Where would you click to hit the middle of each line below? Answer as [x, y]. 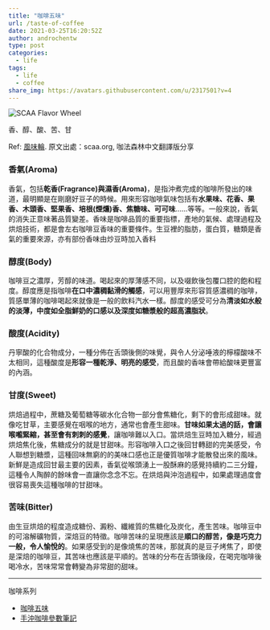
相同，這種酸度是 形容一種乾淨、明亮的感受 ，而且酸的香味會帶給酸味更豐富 [138, 363]
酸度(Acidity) [34, 333]
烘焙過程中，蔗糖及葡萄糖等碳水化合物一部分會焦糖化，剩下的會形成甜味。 [131, 414]
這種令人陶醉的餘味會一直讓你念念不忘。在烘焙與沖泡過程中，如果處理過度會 [135, 474]
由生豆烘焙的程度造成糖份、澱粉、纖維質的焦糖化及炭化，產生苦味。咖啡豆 [131, 526]
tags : [17, 68]
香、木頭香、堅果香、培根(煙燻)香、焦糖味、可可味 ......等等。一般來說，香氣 [133, 209]
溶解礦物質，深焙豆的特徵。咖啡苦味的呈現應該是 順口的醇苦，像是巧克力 [142, 536]
